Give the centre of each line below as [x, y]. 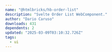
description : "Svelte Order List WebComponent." [56, 14]
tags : [11, 38]
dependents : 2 [20, 28]
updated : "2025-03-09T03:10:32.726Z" [44, 33]
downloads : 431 [21, 24]
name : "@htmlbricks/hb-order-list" [42, 10]
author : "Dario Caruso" [30, 19]
